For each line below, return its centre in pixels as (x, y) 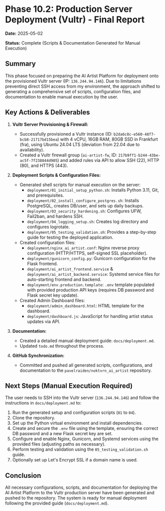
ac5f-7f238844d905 (39, 160)
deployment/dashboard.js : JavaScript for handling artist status (90, 316)
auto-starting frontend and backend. (64, 279)
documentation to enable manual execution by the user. (62, 97)
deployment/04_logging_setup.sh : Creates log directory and (87, 221)
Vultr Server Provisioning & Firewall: (50, 124)
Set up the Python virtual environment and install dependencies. (78, 423)
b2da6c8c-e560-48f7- (135, 134)
